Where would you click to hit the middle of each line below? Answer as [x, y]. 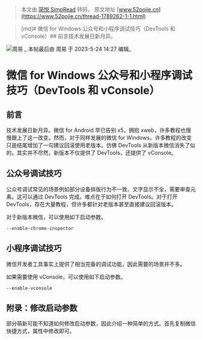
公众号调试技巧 [34, 174]
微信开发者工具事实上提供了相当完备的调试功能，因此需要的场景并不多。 [96, 264]
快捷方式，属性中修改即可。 [41, 331]
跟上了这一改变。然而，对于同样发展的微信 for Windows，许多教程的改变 [102, 138]
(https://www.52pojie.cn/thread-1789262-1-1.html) [83, 16]
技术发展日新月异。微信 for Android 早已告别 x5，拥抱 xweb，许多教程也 [96, 130]
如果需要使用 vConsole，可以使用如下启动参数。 [66, 277]
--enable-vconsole [29, 288]
